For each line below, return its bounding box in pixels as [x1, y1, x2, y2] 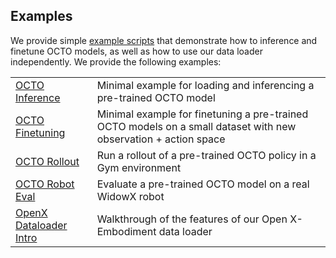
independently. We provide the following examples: [10, 55, 222, 68]
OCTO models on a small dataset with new [96, 119, 297, 133]
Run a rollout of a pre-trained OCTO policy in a [96, 148, 317, 162]
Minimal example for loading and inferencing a [96, 78, 315, 92]
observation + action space [96, 132, 226, 146]
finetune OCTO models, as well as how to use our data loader [10, 45, 263, 57]
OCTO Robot [15, 177, 75, 191]
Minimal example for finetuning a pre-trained [96, 107, 309, 121]
